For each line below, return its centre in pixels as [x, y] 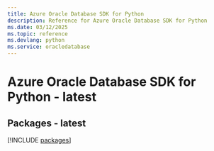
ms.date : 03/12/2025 [38, 27]
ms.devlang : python [36, 40]
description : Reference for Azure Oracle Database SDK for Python [107, 21]
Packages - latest [47, 123]
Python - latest [52, 97]
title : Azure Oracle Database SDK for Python [75, 14]
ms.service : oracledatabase [49, 47]
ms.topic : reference [38, 34]
